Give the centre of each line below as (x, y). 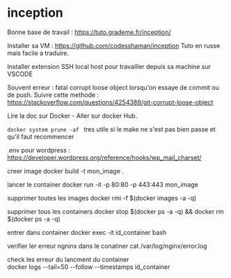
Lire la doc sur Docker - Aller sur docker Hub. (72, 116)
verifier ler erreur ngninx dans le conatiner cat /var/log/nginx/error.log (107, 246)
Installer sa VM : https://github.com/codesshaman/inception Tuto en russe (114, 45)
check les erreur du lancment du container (68, 259)
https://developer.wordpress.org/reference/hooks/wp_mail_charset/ (104, 157)
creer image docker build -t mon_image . (65, 171)
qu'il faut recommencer (41, 137)
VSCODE (20, 74)
